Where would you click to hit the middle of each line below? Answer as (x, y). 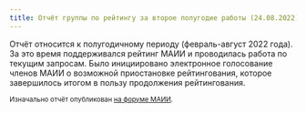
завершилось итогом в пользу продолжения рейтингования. (127, 82)
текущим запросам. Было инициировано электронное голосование (141, 63)
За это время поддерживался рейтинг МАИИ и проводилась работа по (148, 53)
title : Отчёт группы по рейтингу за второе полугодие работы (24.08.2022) (154, 18)
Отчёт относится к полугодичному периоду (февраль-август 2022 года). (151, 44)
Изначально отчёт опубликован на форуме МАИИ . (91, 99)
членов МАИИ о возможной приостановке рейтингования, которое (141, 73)
